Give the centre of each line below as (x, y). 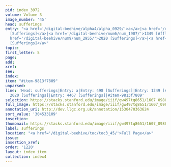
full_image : (18, 105)
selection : (17, 100)
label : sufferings (25, 128)
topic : (12, 48)
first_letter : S (22, 52)
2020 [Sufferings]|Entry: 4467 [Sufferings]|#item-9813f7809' (77, 95)
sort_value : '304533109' (32, 114)
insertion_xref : (22, 143)
